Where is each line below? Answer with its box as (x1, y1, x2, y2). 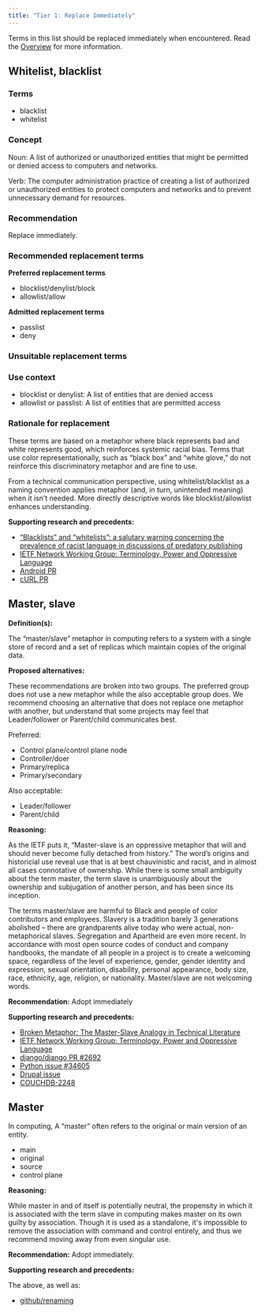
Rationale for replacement (8, 418, 110, 429)
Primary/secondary (19, 770, 83, 779)
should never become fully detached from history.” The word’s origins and (8, 848, 249, 858)
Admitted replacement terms (8, 307, 105, 317)
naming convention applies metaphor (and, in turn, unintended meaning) (8, 485, 244, 494)
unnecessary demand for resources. (8, 193, 126, 202)
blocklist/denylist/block (19, 284, 96, 293)
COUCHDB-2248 (19, 1077, 76, 1087)
